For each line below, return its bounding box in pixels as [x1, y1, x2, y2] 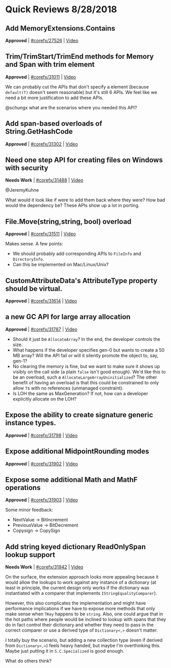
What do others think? [5, 658, 52, 664]
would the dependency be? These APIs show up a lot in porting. [5, 202, 140, 209]
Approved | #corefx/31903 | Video [5, 497, 78, 503]
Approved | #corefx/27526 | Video [5, 37, 79, 43]
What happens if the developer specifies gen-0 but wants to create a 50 [12, 347, 165, 353]
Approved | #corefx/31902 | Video [5, 460, 78, 467]
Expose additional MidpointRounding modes [5, 447, 150, 456]
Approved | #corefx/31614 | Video [5, 298, 78, 304]
